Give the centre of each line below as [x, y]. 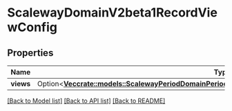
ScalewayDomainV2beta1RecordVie [112, 13]
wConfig [32, 27]
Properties [30, 53]
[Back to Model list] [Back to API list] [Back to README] [86, 101]
